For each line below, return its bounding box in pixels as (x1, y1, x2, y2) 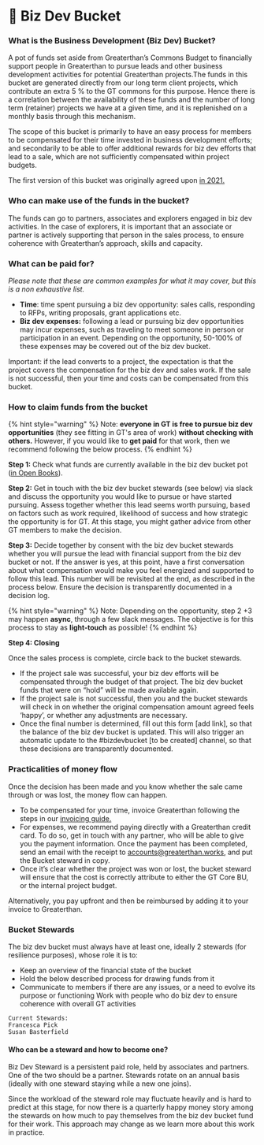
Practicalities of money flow (8, 764, 118, 775)
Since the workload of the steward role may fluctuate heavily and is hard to (8, 1095, 252, 1104)
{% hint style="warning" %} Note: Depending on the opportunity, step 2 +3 (8, 606, 252, 615)
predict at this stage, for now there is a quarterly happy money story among (8, 1102, 254, 1112)
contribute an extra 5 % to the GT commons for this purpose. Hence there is (8, 87, 256, 96)
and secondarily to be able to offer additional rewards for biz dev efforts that (8, 143, 256, 153)
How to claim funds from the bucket (8, 402, 148, 412)
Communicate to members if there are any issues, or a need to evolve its (19, 982, 256, 991)
